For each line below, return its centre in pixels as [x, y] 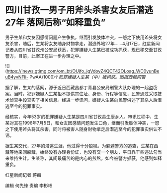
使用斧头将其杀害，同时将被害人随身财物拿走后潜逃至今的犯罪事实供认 [85, 129]
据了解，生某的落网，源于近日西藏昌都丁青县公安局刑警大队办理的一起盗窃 [81, 87]
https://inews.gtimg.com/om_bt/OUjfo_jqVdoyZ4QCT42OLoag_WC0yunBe [83, 71]
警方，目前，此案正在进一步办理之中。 [44, 56]
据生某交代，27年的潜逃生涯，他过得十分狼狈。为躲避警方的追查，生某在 [80, 146]
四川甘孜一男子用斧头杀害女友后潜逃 [79, 10]
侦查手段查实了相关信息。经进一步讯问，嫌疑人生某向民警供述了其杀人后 [83, 100]
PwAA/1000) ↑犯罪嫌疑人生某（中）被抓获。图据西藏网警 [87, 77]
